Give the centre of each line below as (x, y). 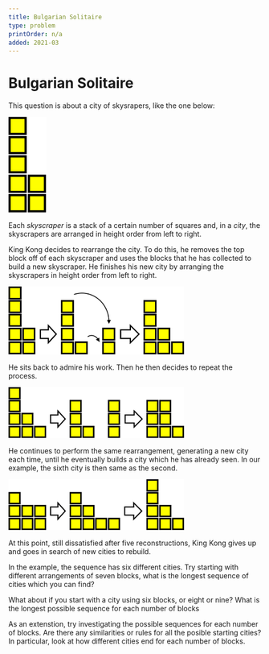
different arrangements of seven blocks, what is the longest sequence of (128, 576)
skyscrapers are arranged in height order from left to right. (105, 234)
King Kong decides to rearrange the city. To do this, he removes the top (126, 249)
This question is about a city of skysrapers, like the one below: (112, 106)
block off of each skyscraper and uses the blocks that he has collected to (130, 258)
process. (23, 376)
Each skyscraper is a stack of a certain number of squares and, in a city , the (134, 225)
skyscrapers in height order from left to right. (83, 275)
